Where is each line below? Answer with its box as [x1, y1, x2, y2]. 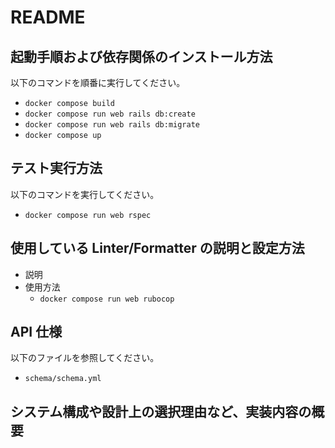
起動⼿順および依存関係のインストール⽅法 [10, 48, 273, 65]
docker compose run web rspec [24, 210, 152, 220]
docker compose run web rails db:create [24, 109, 196, 119]
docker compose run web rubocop [39, 294, 175, 304]
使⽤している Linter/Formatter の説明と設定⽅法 [10, 240, 305, 257]
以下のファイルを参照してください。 [10, 352, 160, 364]
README [10, 6, 86, 29]
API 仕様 [10, 324, 63, 341]
